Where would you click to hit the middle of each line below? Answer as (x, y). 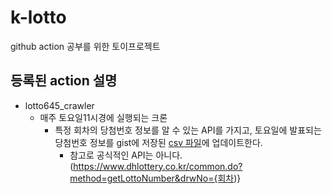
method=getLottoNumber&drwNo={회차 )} (155, 178)
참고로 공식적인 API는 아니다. (126, 155)
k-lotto (38, 17)
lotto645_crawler (59, 105)
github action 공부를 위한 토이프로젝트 (85, 46)
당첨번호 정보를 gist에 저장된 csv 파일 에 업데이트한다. (158, 142)
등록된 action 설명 (64, 81)
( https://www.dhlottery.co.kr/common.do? (156, 166)
